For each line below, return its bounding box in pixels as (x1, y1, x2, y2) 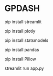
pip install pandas (4, 47, 39, 52)
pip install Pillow (4, 56, 36, 62)
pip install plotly (4, 28, 36, 34)
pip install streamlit (4, 19, 42, 25)
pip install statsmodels (4, 37, 49, 43)
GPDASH (4, 3, 40, 14)
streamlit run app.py (4, 65, 44, 71)
